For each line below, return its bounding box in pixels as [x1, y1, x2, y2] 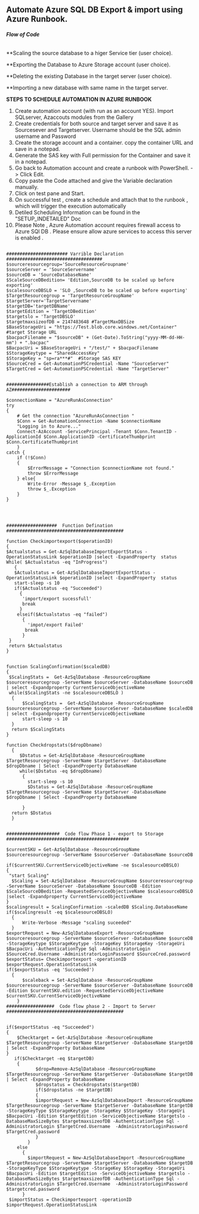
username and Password [14, 133, 76, 140]
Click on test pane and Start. [14, 189, 85, 196]
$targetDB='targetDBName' [6, 303, 70, 309]
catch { [6, 449, 26, 456]
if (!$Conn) [17, 454, 46, 460]
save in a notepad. [14, 145, 61, 152]
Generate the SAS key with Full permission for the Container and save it [14, 152, 191, 159]
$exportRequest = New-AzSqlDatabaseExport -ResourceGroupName [6, 930, 164, 936]
